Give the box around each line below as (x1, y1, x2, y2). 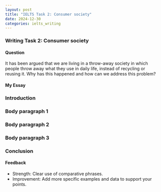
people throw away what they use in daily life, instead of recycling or (5, 66, 145, 72)
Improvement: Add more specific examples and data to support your (12, 176, 152, 182)
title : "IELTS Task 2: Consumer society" (5, 12, 92, 17)
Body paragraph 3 (5, 134, 50, 141)
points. (12, 181, 27, 187)
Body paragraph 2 (5, 121, 50, 128)
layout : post (5, 7, 32, 12)
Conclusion (5, 148, 34, 154)
